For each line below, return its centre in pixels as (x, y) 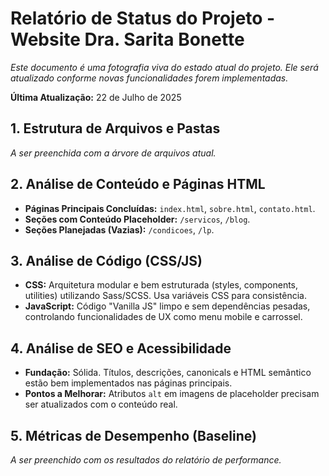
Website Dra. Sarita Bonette (127, 39)
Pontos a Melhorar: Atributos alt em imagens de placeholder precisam (172, 394)
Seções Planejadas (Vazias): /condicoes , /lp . (119, 229)
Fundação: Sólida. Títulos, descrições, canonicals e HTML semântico (168, 373)
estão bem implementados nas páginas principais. (128, 383)
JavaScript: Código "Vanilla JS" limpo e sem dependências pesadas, (167, 306)
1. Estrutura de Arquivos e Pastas (115, 128)
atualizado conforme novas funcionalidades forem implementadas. (149, 78)
